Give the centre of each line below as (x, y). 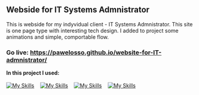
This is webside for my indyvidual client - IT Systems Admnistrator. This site (99, 24)
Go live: (17, 52)
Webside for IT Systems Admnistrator (78, 10)
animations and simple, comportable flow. (58, 37)
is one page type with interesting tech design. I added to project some (92, 30)
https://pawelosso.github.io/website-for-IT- (96, 52)
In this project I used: (33, 73)
